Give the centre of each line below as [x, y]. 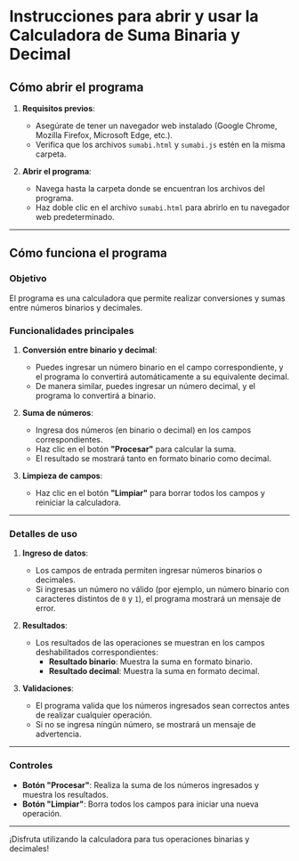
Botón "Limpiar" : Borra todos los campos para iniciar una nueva [141, 804]
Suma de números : [57, 412]
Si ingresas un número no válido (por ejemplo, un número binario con [162, 589]
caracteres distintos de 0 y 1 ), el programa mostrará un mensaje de [158, 599]
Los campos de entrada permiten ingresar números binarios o [149, 571]
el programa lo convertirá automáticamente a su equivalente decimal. [162, 377]
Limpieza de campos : [62, 475]
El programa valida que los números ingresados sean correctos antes [162, 706]
